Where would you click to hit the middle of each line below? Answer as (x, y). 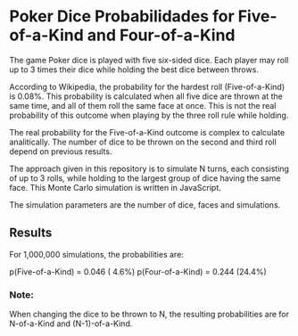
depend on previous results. (61, 151)
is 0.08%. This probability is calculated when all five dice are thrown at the (146, 96)
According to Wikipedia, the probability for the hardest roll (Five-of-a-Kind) (147, 86)
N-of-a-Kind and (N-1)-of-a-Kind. (71, 324)
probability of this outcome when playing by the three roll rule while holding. (149, 115)
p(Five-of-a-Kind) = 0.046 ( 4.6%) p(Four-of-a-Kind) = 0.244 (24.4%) (138, 271)
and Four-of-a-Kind (161, 35)
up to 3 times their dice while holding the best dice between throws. (134, 70)
